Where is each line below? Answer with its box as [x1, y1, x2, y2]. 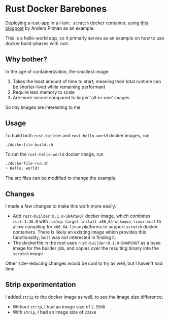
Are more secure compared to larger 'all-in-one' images [12, 94, 130, 100]
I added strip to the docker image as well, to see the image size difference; [5, 294, 163, 300]
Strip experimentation [5, 281, 76, 289]
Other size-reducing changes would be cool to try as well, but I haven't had [5, 260, 163, 266]
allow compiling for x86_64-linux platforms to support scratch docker [12, 224, 158, 229]
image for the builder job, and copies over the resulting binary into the [12, 245, 159, 251]
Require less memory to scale [12, 89, 75, 95]
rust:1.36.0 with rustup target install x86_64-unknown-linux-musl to [12, 218, 161, 224]
